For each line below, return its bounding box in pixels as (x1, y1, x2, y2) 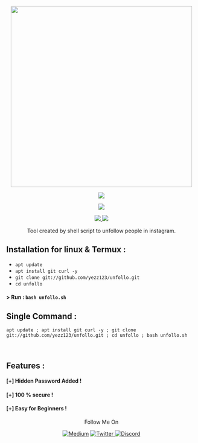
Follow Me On (84, 418, 119, 425)
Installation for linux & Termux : (6, 244, 126, 255)
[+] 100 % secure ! (6, 391, 54, 398)
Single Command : (6, 311, 77, 321)
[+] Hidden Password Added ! (6, 377, 82, 384)
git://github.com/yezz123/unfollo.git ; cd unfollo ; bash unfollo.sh (6, 333, 188, 339)
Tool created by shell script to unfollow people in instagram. (27, 227, 176, 234)
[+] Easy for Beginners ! (6, 405, 68, 412)
